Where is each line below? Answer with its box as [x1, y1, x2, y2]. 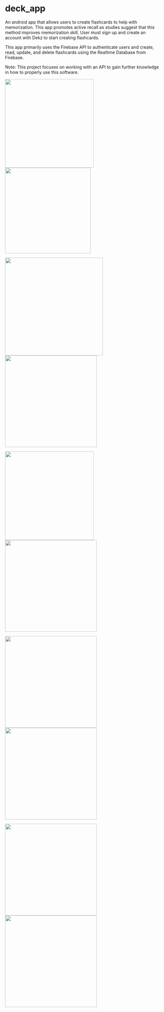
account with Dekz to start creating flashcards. [5, 35, 100, 41]
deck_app [5, 3, 45, 14]
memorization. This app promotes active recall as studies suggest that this [5, 24, 155, 30]
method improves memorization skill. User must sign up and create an [5, 29, 146, 35]
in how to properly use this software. [5, 69, 79, 75]
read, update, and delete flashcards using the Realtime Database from [5, 49, 146, 55]
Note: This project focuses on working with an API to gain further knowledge [5, 64, 159, 70]
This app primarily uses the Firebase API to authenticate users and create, [5, 44, 154, 50]
